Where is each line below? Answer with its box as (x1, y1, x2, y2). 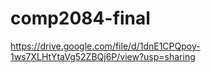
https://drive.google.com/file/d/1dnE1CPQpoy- (10, 40, 201, 52)
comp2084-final (10, 7, 151, 30)
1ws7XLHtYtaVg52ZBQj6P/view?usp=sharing (10, 50, 196, 62)
